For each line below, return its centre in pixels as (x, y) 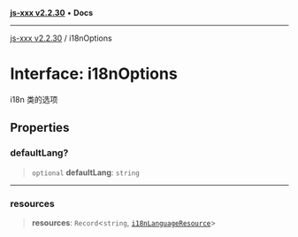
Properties (40, 128)
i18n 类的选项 (34, 99)
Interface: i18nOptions (94, 74)
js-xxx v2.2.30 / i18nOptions (61, 38)
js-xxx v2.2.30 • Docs (52, 13)
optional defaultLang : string (86, 172)
